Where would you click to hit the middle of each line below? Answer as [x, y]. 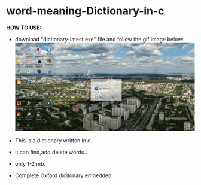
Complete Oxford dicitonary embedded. [64, 175]
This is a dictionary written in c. [54, 141]
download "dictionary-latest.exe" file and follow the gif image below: [99, 39]
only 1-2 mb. [30, 164]
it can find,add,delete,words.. [51, 152]
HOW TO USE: [24, 28]
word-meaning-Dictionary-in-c [85, 11]
